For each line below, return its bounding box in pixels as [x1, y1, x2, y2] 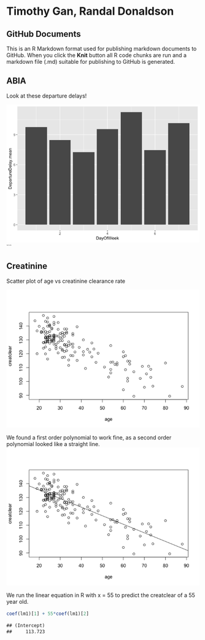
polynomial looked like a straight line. [6, 440, 100, 447]
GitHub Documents [6, 29, 81, 39]
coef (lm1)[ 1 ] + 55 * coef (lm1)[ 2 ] [6, 611, 89, 617]
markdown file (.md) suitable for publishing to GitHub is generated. [6, 58, 176, 65]
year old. [6, 598, 29, 605]
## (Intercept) [6, 622, 45, 628]
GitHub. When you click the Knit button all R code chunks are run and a [6, 52, 187, 59]
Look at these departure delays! [6, 92, 87, 99]
